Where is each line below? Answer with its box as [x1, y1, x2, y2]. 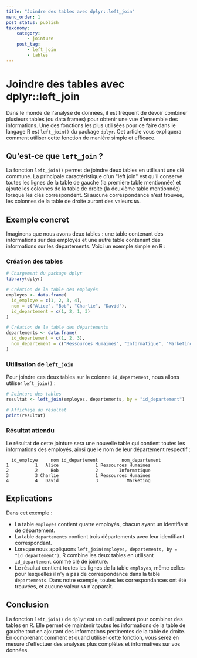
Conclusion [6, 600, 49, 610]
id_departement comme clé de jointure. [14, 558, 108, 565]
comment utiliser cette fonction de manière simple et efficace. [6, 134, 157, 141]
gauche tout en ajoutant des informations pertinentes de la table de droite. [6, 628, 186, 635]
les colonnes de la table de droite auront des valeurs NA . [6, 197, 141, 205]
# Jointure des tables [6, 391, 62, 397]
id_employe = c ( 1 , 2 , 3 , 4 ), [11, 297, 83, 304]
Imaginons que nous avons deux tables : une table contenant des [6, 230, 164, 237]
